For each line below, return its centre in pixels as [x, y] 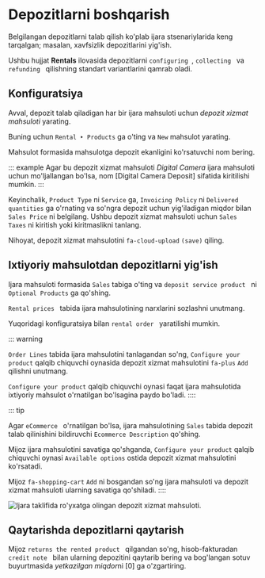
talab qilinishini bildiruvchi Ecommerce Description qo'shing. [104, 434]
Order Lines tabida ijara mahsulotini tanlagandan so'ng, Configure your [124, 354]
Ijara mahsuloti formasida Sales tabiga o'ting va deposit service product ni [132, 284]
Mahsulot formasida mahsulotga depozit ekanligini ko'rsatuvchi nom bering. [132, 151]
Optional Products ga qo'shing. [59, 293]
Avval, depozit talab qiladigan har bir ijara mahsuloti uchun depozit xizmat [129, 113]
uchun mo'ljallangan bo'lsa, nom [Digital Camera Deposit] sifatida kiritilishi [129, 175]
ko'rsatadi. [25, 466]
